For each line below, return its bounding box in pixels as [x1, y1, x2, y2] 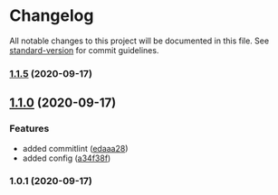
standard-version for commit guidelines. [9, 44, 159, 55]
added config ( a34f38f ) [22, 153, 111, 163]
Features [9, 123, 50, 135]
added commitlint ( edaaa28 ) [22, 143, 129, 153]
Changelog [9, 5, 94, 26]
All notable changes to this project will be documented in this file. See [9, 35, 270, 46]
